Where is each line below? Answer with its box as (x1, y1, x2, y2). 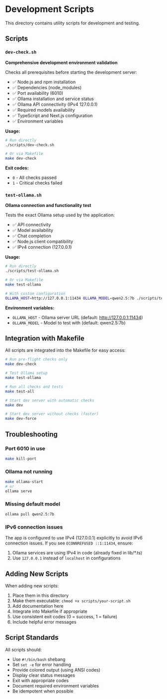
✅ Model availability (12, 227, 54, 233)
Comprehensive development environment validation (5, 59, 118, 65)
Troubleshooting (5, 430, 58, 438)
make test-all (5, 389, 35, 394)
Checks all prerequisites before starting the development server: (5, 69, 138, 75)
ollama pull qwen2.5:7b (5, 512, 55, 517)
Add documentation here (12, 603, 64, 609)
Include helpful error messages (12, 619, 77, 625)
